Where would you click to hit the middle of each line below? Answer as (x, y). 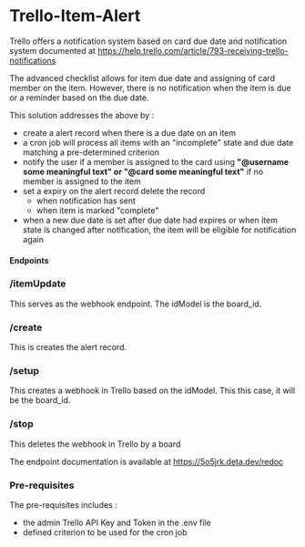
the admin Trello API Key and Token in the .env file (117, 523)
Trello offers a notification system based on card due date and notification (148, 41)
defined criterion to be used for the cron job (105, 532)
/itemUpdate (38, 284)
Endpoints (29, 260)
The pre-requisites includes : (64, 505)
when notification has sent (86, 201)
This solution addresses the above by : (82, 115)
